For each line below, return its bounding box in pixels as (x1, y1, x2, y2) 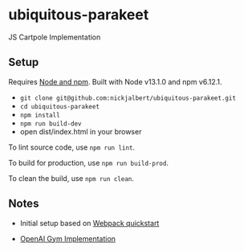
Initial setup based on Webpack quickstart (19, 218, 160, 228)
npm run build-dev (19, 119, 82, 128)
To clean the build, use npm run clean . (8, 173, 135, 183)
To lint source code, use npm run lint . (8, 142, 135, 152)
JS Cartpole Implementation (8, 32, 101, 42)
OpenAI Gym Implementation (19, 233, 116, 243)
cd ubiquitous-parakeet (19, 102, 100, 110)
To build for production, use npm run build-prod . (8, 158, 169, 167)
